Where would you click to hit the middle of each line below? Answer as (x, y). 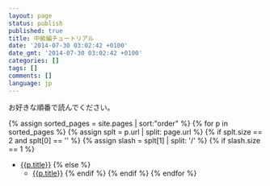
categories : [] (34, 61)
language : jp (30, 83)
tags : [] (23, 68)
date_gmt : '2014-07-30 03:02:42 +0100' (76, 53)
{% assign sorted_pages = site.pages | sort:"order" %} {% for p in (118, 123)
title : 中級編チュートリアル (51, 38)
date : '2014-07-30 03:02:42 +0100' (68, 46)
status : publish (36, 23)
